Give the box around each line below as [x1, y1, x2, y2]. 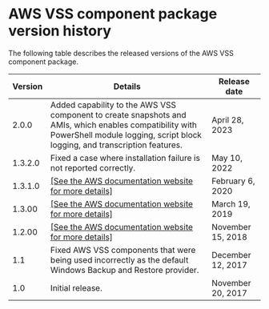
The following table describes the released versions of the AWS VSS [8, 48, 234, 58]
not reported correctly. [50, 162, 136, 173]
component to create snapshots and [50, 109, 187, 120]
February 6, [211, 175, 255, 187]
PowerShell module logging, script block [50, 129, 203, 140]
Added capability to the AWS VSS [50, 99, 176, 110]
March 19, [211, 198, 251, 209]
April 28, [211, 114, 244, 125]
